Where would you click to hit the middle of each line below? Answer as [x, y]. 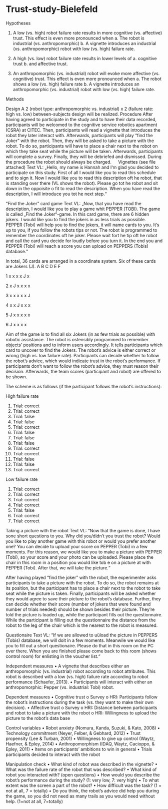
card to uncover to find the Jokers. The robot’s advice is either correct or [81, 350]
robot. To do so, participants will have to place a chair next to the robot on [82, 146]
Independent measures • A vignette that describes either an [67, 666]
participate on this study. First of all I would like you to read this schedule [81, 172]
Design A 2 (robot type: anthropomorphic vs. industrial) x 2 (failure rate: [79, 109]
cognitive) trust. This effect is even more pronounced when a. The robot [87, 79]
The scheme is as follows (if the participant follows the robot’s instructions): [84, 386]
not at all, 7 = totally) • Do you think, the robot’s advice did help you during [82, 790]
